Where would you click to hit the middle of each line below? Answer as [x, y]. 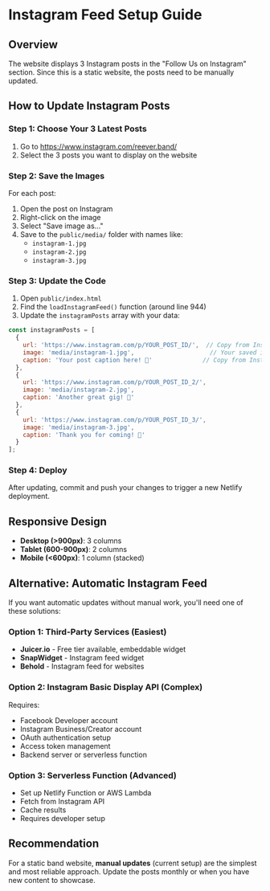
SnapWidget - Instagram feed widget [82, 658]
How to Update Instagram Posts [89, 106]
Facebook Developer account [69, 720]
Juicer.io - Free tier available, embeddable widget [103, 649]
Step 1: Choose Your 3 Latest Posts [78, 129]
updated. [23, 81]
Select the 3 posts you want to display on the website [108, 155]
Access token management [65, 746]
